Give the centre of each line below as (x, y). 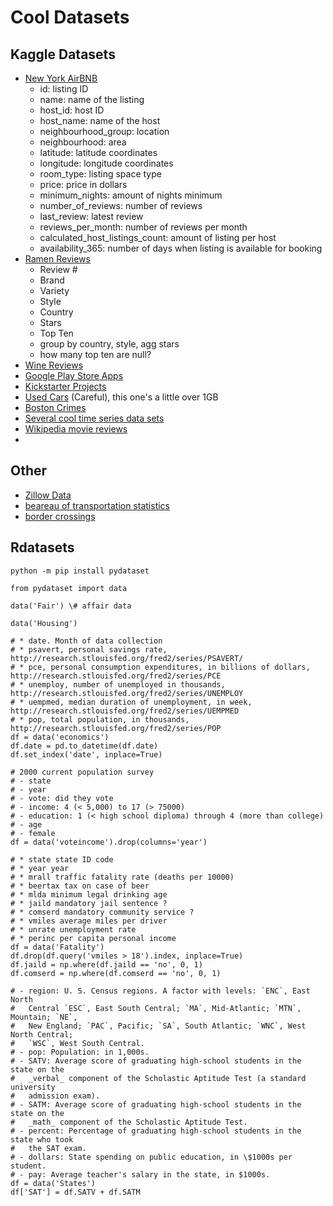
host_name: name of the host (100, 120)
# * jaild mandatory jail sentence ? (89, 903)
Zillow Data (48, 495)
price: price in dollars (83, 184)
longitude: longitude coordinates (106, 163)
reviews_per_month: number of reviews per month (143, 227)
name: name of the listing (92, 99)
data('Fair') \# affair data (71, 606)
